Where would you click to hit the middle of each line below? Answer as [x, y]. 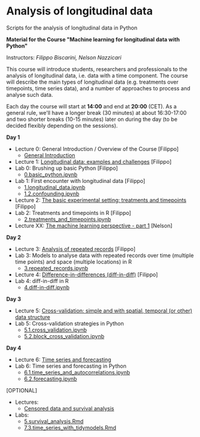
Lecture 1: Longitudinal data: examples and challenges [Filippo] [93, 161]
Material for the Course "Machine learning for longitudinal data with [93, 39]
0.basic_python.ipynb [51, 174]
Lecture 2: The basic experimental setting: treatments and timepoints [101, 200]
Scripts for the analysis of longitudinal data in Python [72, 28]
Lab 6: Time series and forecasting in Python [70, 366]
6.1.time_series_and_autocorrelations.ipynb [77, 372]
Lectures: [27, 402]
